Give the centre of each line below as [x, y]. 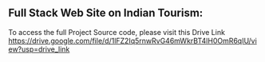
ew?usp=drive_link [39, 49]
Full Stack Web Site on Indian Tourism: [106, 13]
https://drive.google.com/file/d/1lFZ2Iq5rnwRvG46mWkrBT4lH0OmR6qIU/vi [132, 41]
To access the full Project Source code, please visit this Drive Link [117, 32]
